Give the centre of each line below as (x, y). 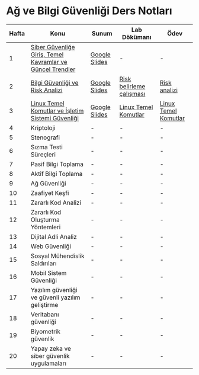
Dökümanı (137, 37)
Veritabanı (45, 314)
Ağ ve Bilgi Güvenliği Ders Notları (89, 11)
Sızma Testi (47, 147)
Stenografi (45, 137)
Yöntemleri (46, 227)
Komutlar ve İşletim (57, 111)
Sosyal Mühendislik (57, 256)
